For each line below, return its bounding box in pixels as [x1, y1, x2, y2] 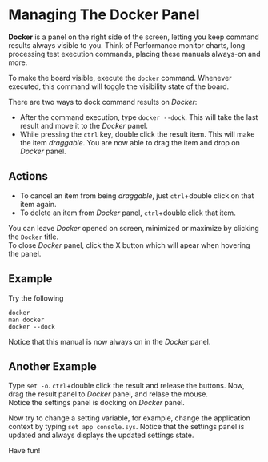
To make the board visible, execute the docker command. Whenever [8, 73, 232, 82]
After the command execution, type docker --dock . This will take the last [19, 112, 258, 121]
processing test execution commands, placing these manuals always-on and [8, 49, 261, 58]
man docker [8, 316, 45, 324]
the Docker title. [8, 232, 58, 241]
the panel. [8, 249, 42, 258]
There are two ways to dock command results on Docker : [8, 97, 198, 106]
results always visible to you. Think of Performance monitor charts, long [8, 40, 246, 50]
